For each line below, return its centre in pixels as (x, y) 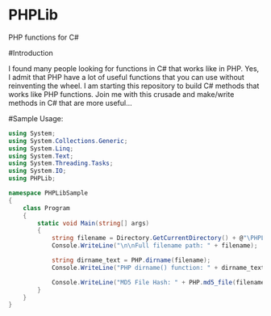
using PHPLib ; (32, 179)
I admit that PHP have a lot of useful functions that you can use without (126, 77)
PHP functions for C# (44, 37)
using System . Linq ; (41, 148)
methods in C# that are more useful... (71, 103)
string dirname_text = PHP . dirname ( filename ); (131, 260)
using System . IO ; (38, 171)
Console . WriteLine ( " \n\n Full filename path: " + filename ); (154, 246)
